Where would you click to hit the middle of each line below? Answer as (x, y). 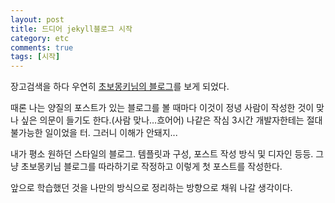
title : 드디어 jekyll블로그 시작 (71, 29)
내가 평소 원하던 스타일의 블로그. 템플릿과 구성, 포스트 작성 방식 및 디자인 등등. (162, 154)
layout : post (37, 19)
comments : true (42, 47)
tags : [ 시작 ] (35, 57)
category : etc (40, 38)
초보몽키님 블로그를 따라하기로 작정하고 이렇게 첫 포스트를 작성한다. (151, 167)
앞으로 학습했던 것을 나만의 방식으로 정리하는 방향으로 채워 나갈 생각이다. (151, 188)
